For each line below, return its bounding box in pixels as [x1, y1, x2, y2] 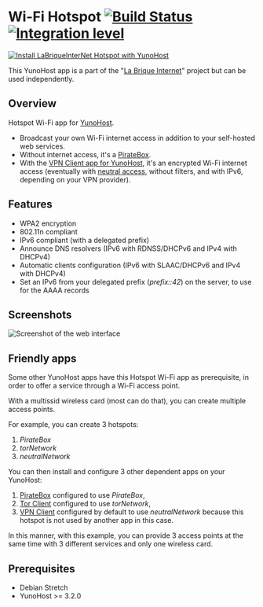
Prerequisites [8, 562, 75, 576]
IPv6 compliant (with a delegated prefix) [19, 235, 150, 245]
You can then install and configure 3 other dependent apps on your [8, 467, 225, 476]
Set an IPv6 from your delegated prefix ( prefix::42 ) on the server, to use [19, 277, 252, 286]
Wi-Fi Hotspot [8, 8, 102, 26]
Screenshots [8, 307, 72, 322]
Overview [8, 97, 57, 110]
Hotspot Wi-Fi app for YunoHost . [8, 118, 115, 127]
